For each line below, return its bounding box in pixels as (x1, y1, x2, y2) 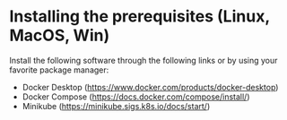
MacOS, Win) (9, 25, 110, 46)
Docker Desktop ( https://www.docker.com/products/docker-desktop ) (22, 81, 279, 92)
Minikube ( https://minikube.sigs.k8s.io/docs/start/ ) (22, 100, 211, 111)
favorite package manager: (9, 64, 109, 75)
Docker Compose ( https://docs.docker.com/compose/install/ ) (22, 91, 250, 102)
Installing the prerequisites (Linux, (9, 6, 271, 27)
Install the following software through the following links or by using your (9, 55, 278, 65)
